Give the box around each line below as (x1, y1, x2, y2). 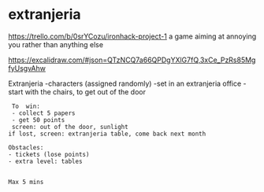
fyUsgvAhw (8, 63, 46, 72)
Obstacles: (8, 143, 44, 151)
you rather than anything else (8, 39, 104, 49)
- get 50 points (11, 116, 65, 124)
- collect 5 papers (11, 109, 76, 117)
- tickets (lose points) (8, 150, 90, 158)
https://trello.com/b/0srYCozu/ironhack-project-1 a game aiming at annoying (8, 31, 257, 41)
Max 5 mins (8, 178, 44, 186)
